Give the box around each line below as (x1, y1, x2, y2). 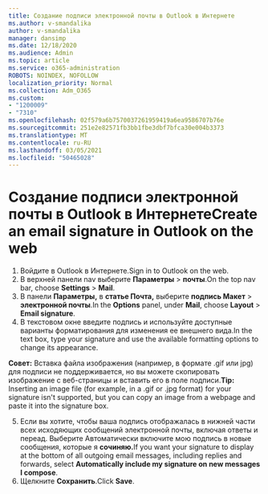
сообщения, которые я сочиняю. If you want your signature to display (19, 443, 254, 452)
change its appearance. (19, 343, 99, 353)
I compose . (19, 467, 59, 478)
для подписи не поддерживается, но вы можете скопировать (8, 367, 220, 377)
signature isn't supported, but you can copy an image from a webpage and (8, 393, 256, 402)
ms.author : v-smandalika (8, 19, 91, 27)
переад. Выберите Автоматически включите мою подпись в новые (19, 434, 252, 443)
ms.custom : (8, 94, 45, 102)
